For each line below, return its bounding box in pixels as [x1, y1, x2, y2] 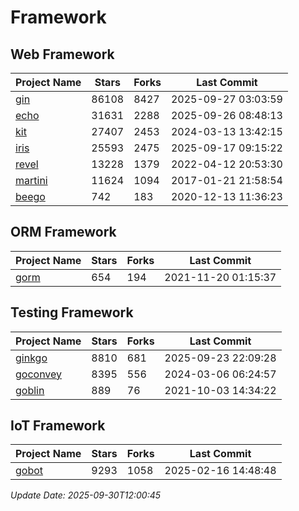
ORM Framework [10, 224, 117, 241]
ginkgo [15, 351, 48, 365]
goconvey [15, 367, 63, 381]
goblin [15, 383, 45, 397]
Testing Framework [10, 304, 134, 321]
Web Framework [10, 46, 115, 63]
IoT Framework [10, 417, 106, 435]
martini [15, 174, 48, 187]
